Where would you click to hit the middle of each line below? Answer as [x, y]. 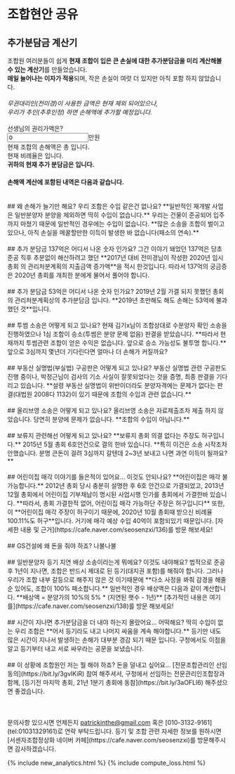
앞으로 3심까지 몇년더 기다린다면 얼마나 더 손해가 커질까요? [88, 351]
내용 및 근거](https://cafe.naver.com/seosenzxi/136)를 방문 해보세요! [116, 530]
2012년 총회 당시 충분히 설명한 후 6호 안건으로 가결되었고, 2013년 [135, 486]
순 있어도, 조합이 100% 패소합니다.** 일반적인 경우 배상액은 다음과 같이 [105, 588]
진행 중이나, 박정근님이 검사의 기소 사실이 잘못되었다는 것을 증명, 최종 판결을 [111, 377]
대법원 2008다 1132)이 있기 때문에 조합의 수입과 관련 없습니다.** [103, 394]
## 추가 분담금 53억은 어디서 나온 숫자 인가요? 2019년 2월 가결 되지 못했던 [109, 292]
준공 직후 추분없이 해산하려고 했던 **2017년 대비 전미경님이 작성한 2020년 [109, 258]
